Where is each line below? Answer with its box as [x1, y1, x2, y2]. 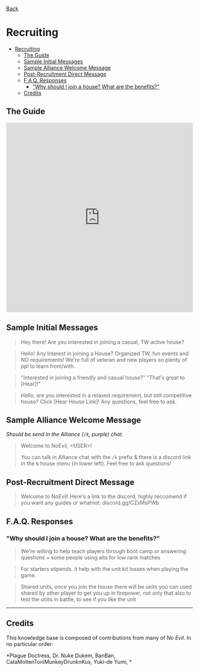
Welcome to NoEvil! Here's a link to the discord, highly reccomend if [20, 493, 187, 500]
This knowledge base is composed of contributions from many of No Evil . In [6, 634, 191, 641]
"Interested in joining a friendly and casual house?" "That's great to [20, 374, 185, 381]
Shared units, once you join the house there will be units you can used [20, 583, 192, 590]
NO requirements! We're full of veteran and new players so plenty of [20, 356, 188, 363]
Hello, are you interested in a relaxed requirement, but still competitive [20, 391, 192, 399]
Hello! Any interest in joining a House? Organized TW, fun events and [20, 349, 189, 357]
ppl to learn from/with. [20, 362, 75, 370]
